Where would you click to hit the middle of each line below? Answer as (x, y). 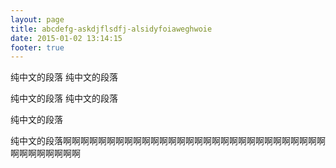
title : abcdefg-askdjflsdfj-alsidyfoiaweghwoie (111, 29)
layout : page (37, 19)
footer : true (37, 47)
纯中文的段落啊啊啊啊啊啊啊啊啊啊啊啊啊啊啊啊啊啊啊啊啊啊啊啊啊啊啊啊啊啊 (168, 141)
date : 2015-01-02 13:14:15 (66, 38)
